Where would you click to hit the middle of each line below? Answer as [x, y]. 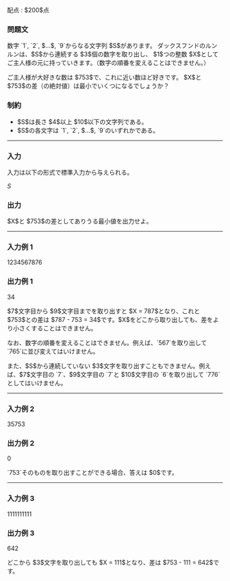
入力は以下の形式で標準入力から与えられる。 [70, 172]
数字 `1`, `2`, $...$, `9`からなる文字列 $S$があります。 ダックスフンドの [106, 46]
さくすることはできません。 [58, 328]
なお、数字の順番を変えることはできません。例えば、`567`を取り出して [107, 343]
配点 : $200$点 [28, 10]
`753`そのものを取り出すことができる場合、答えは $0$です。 [92, 473]
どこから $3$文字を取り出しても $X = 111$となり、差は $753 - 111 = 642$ [110, 562]
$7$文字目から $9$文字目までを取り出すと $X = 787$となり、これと [104, 311]
